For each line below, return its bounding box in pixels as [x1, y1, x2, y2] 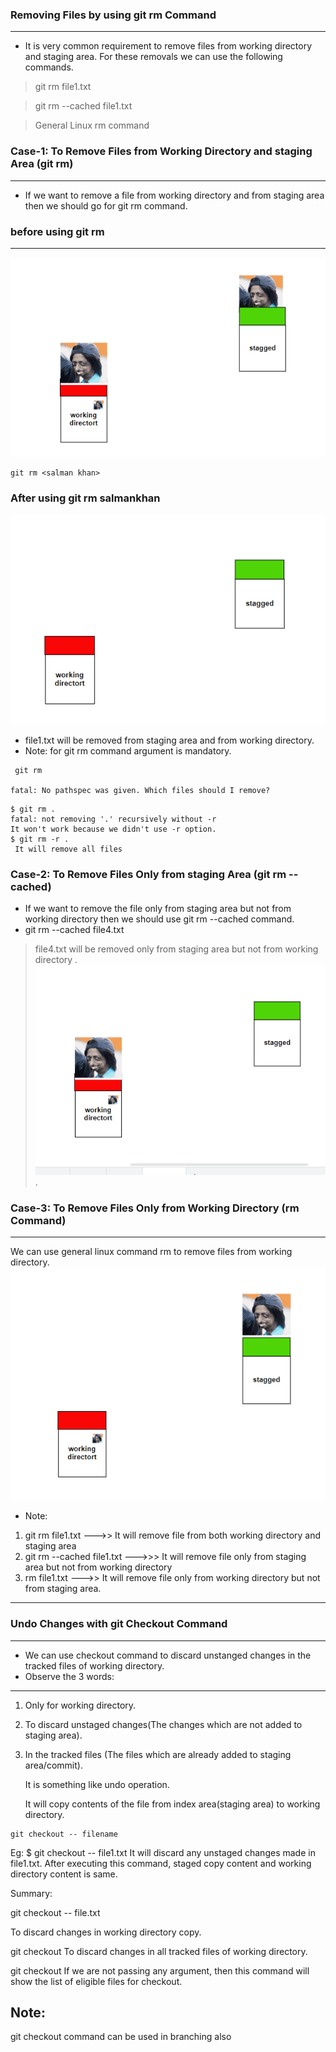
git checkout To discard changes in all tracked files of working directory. [10, 1945, 308, 1957]
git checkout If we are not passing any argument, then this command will [10, 1964, 310, 1977]
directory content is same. [10, 1868, 118, 1880]
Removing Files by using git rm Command [10, 8, 217, 22]
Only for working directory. [24, 1699, 137, 1711]
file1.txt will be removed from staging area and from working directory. [24, 734, 315, 746]
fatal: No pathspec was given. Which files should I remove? [10, 785, 271, 795]
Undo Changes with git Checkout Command [10, 1617, 228, 1631]
